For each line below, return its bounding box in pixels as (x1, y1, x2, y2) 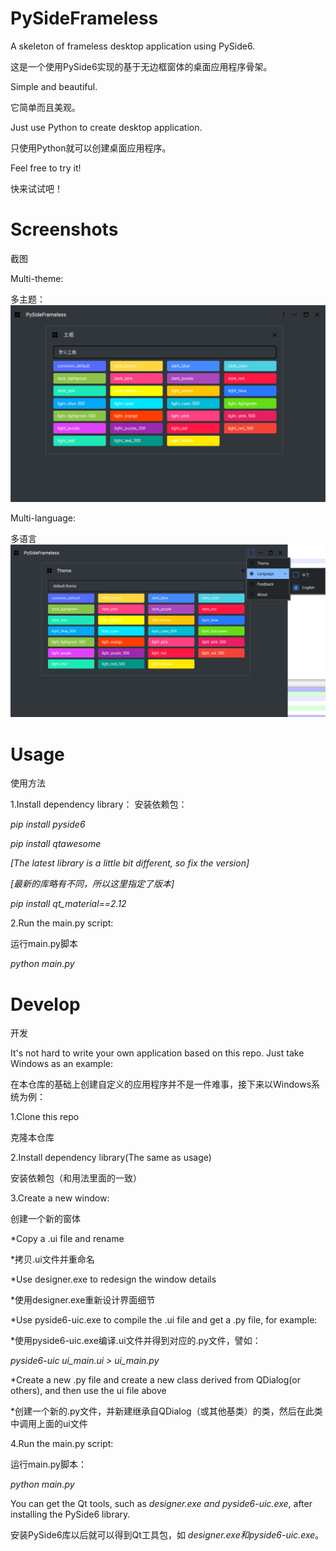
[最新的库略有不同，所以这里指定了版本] (10, 878, 175, 890)
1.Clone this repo (10, 1111, 80, 1123)
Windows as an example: (10, 1058, 113, 1070)
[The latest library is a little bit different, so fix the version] (10, 857, 250, 869)
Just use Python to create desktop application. (10, 121, 203, 133)
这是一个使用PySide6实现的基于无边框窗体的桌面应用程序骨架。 (10, 60, 273, 72)
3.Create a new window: (10, 1192, 110, 1204)
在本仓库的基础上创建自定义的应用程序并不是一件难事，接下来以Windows (10, 1078, 312, 1091)
